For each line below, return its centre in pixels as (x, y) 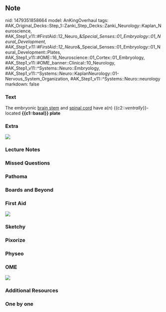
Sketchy (15, 227)
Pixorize (15, 240)
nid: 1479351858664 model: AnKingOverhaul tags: (57, 20)
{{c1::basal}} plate (41, 113)
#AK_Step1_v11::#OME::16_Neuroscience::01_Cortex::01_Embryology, (75, 57)
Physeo (14, 253)
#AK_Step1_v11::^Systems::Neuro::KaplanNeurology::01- (62, 73)
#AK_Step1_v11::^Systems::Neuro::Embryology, (53, 68)
